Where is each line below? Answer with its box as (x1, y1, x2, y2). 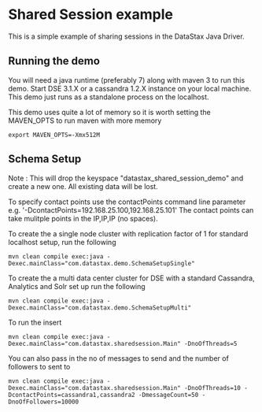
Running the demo (8, 54, 101, 68)
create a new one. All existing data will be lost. (8, 181, 159, 191)
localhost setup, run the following (8, 237, 116, 247)
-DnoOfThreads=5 (183, 340, 238, 347)
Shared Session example (8, 6, 173, 24)
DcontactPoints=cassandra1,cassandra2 (8, 391, 135, 399)
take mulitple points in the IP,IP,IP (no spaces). (8, 213, 159, 223)
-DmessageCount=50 (138, 391, 199, 399)
